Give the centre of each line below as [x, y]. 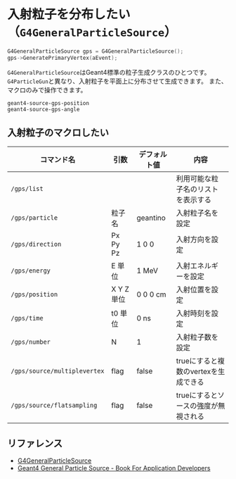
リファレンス [35, 443]
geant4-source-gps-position [48, 103]
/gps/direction [36, 244]
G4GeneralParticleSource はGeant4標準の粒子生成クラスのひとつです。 [109, 72]
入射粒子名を [197, 213]
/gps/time [27, 318]
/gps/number [31, 342]
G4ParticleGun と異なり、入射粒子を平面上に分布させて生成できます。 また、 [118, 81]
